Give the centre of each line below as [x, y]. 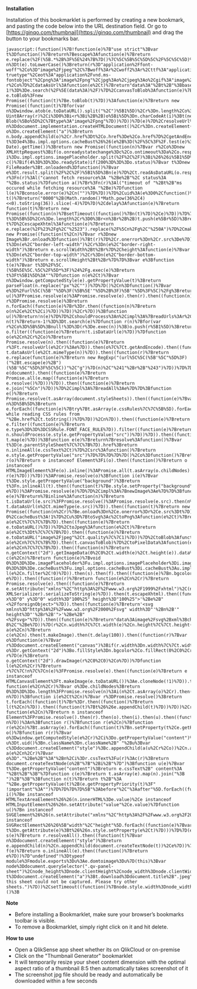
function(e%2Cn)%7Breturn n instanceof [55, 712]
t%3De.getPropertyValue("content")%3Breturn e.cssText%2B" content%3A [94, 769]
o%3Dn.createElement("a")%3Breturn [50, 132]
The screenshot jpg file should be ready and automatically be [89, 975]
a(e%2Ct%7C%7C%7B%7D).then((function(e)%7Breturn [68, 522]
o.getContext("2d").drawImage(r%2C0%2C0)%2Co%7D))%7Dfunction [84, 661]
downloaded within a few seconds [56, 981]
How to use [20, 938]
